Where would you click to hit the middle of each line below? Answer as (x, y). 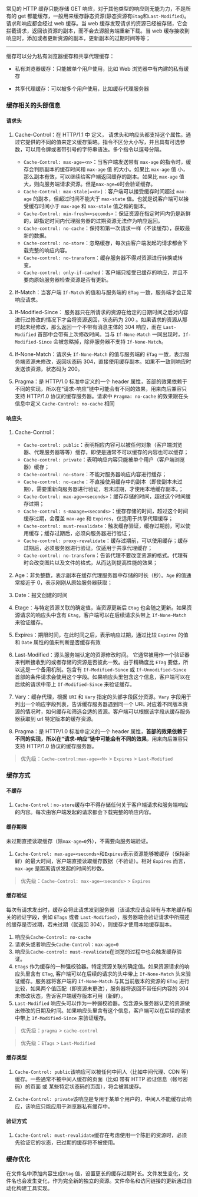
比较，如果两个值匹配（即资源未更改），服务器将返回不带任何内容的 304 (102, 988)
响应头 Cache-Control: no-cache (53, 937)
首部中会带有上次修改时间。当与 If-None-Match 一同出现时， (110, 334)
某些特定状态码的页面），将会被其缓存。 (96, 1087)
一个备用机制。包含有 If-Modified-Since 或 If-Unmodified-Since (108, 670)
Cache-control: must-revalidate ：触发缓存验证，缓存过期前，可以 (104, 526)
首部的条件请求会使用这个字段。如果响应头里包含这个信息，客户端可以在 (102, 677)
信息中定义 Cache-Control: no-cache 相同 (65, 404)
